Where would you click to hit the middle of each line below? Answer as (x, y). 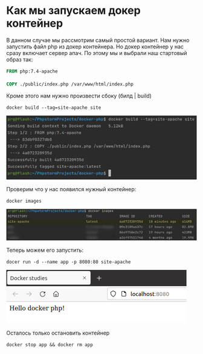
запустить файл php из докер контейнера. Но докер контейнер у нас (95, 47)
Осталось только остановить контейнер (58, 333)
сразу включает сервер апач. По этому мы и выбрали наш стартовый (97, 53)
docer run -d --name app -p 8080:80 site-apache (69, 262)
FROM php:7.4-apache (32, 71)
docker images (24, 201)
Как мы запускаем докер (73, 11)
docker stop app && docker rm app (50, 345)
